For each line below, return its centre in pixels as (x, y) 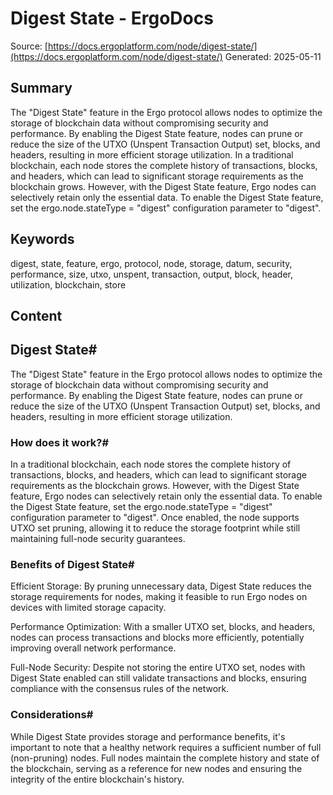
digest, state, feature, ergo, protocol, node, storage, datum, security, (151, 263)
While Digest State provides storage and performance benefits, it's (148, 736)
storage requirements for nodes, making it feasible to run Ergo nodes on (159, 597)
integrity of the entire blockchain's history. (97, 779)
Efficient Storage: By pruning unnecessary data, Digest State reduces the (161, 586)
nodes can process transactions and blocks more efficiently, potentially (157, 638)
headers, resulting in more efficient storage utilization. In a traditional (152, 154)
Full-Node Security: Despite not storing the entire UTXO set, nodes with (158, 668)
